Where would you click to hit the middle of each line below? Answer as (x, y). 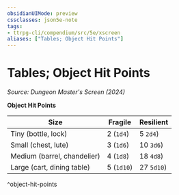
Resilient (154, 122)
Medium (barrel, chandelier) (55, 157)
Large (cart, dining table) (50, 168)
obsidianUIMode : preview (42, 13)
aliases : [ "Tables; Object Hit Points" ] (66, 39)
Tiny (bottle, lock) (39, 134)
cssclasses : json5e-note (42, 20)
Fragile (120, 122)
